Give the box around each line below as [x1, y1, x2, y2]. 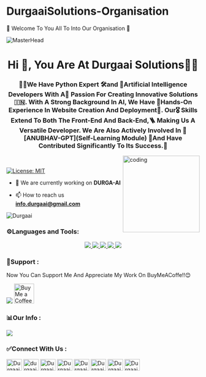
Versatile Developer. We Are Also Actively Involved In [19, 126, 181, 135]
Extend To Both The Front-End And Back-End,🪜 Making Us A [10, 116, 196, 125]
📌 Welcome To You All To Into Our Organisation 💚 [6, 25, 131, 32]
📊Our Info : [6, 313, 42, 322]
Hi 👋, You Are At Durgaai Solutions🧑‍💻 [7, 58, 199, 72]
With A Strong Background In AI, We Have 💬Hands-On [28, 98, 193, 107]
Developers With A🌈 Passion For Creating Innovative [8, 90, 168, 99]
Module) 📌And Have [121, 134, 183, 142]
